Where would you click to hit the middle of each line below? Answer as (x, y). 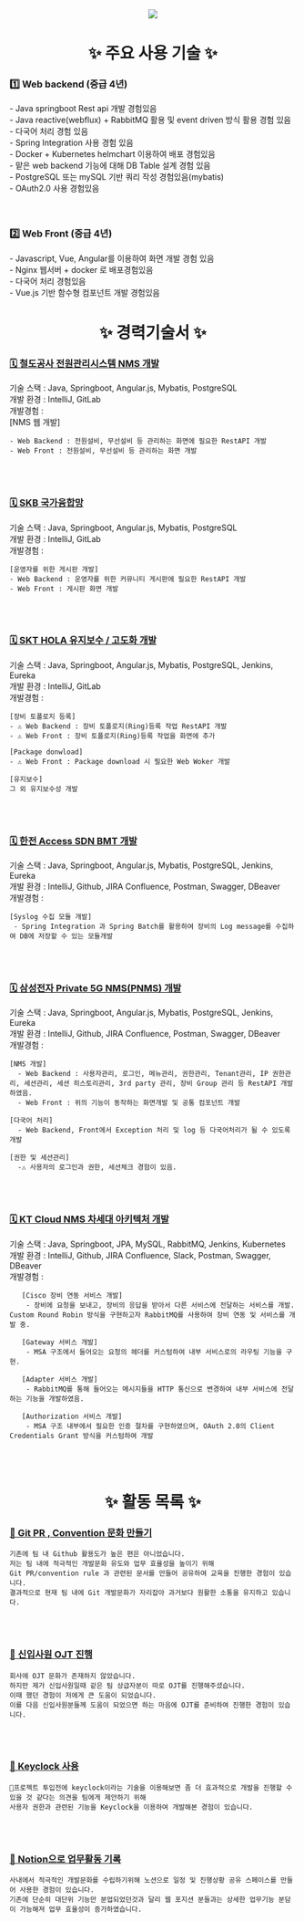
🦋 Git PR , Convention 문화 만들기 (81, 1532)
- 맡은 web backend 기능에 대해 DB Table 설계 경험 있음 (110, 166)
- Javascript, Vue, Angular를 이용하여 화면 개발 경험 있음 (112, 258)
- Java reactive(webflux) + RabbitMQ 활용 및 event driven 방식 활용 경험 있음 (150, 120)
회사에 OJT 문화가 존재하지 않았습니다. (73, 1676)
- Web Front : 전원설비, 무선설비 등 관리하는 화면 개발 (103, 451)
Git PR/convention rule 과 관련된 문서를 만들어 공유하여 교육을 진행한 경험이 (142, 1573)
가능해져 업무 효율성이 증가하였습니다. (81, 1910)
